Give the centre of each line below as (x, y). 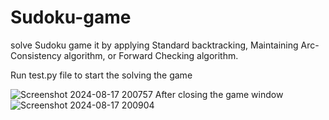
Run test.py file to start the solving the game (101, 75)
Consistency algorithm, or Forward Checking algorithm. (124, 55)
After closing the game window (219, 94)
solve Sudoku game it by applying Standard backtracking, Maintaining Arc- (165, 45)
